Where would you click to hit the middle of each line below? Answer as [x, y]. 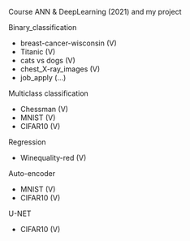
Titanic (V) [38, 52]
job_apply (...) [43, 77]
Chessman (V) [44, 109]
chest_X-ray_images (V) [60, 69]
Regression [27, 142]
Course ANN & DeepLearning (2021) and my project [95, 12]
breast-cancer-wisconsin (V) [69, 43]
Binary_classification [43, 27]
